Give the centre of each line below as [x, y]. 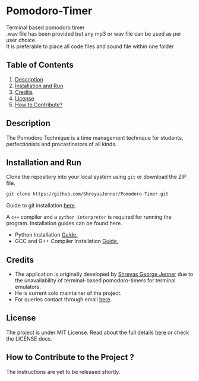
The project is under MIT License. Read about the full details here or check [98, 332]
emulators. [28, 287]
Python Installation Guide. [46, 235]
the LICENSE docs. [29, 339]
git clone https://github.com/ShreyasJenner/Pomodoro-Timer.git [87, 194]
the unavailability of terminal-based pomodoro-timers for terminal [95, 281]
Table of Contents [40, 65]
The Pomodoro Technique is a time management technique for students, [95, 137]
